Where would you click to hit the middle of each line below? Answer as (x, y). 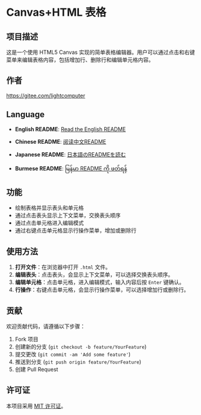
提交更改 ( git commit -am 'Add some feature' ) (73, 355)
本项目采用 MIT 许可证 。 (36, 406)
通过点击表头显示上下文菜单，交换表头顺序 (68, 216)
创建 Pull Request (36, 370)
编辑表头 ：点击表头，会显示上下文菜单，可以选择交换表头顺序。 (94, 275)
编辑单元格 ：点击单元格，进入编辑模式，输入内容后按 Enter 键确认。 (100, 282)
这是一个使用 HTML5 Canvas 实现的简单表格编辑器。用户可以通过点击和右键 (101, 52)
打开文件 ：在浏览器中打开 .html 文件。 (63, 267)
